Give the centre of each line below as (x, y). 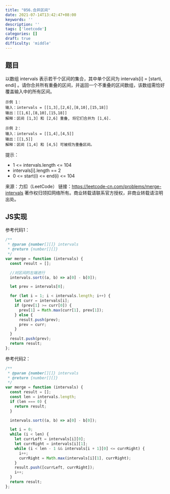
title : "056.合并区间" (28, 10)
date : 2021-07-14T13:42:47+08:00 (41, 15)
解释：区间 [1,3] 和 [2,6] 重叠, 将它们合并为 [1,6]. (58, 118)
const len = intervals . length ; (43, 397)
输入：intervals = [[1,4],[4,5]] (40, 133)
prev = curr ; (33, 324)
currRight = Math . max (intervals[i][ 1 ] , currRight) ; (75, 458)
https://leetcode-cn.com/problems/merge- (117, 186)
